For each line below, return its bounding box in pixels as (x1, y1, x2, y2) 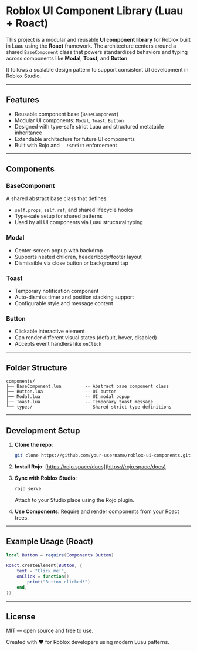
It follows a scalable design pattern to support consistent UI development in (6, 66, 189, 73)
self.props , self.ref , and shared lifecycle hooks (14, 207, 133, 214)
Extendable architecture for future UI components (14, 135, 135, 142)
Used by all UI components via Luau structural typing (14, 219, 143, 226)
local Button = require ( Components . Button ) (6, 552, 114, 558)
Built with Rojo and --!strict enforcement (14, 141, 117, 149)
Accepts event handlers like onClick (14, 340, 101, 348)
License (6, 612, 36, 622)
